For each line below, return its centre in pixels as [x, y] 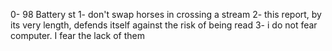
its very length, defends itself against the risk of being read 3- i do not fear [164, 25]
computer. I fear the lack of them [77, 35]
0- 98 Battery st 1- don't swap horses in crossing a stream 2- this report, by [166, 14]
